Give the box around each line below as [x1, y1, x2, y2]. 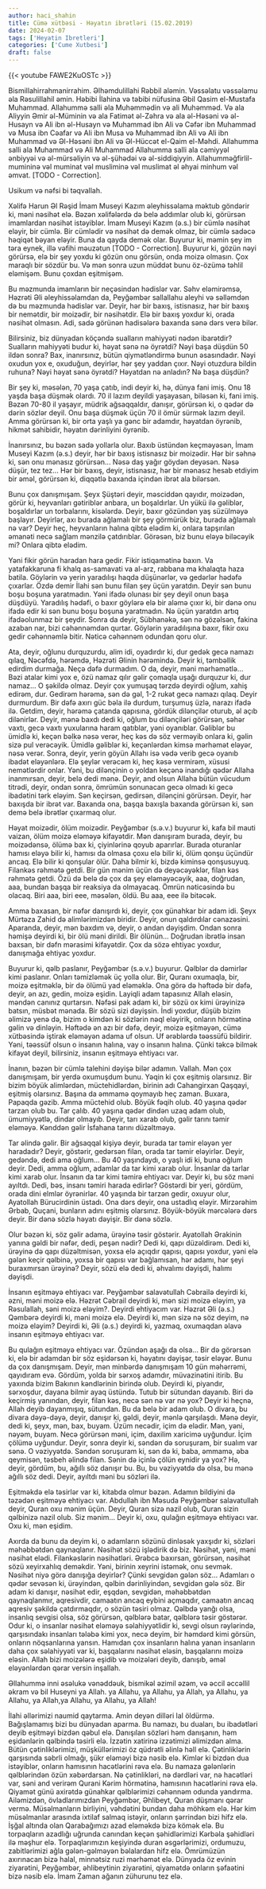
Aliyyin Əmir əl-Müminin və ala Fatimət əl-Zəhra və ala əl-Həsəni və [8, 111, 229, 120]
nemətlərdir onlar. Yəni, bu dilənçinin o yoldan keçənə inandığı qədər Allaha [8, 765, 255, 775]
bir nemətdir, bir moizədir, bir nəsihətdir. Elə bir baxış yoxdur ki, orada [8, 309, 235, 319]
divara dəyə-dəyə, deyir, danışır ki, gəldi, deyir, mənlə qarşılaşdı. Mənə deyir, [8, 1413, 259, 1422]
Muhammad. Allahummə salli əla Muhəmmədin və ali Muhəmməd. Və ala [8, 103, 245, 112]
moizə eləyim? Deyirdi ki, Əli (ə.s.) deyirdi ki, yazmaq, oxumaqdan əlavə [8, 1321, 242, 1331]
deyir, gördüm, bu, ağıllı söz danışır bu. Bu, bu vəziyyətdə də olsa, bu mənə [8, 1463, 254, 1472]
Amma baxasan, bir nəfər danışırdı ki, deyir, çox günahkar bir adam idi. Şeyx [8, 906, 256, 915]
